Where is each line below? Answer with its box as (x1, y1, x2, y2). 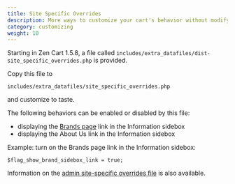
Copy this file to (7, 70, 53, 78)
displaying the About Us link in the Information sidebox (17, 130, 176, 138)
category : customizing (7, 23, 73, 30)
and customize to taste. (7, 95, 75, 104)
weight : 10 (7, 29, 39, 37)
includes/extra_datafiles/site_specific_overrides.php (7, 83, 171, 91)
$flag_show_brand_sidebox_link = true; (7, 157, 124, 164)
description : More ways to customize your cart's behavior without (7, 17, 208, 24)
